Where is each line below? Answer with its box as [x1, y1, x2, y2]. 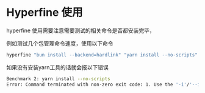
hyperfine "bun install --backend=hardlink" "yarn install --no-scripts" [6, 52, 198, 58]
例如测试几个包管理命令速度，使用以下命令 [6, 40, 113, 47]
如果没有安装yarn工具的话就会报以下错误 [6, 63, 109, 71]
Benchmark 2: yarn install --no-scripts [6, 75, 111, 82]
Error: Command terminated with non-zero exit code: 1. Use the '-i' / [6, 81, 190, 88]
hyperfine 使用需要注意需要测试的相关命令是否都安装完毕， [6, 27, 156, 34]
